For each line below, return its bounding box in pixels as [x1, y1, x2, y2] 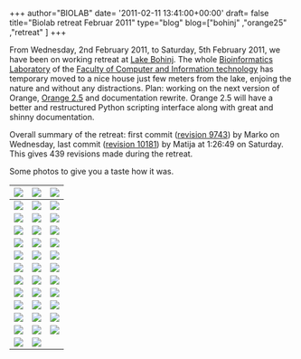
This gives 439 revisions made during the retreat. [9, 148, 193, 159]
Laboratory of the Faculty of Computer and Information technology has [9, 63, 274, 74]
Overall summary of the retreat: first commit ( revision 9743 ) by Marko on [9, 129, 280, 139]
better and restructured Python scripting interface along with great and [9, 102, 274, 112]
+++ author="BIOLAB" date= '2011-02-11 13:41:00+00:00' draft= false [9, 8, 269, 18]
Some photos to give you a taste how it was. [9, 166, 174, 176]
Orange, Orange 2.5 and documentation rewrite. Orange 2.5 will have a [9, 92, 274, 103]
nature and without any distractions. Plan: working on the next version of [9, 83, 280, 93]
